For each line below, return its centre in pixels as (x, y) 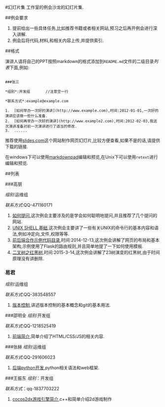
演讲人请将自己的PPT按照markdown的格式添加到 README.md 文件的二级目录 (80, 61)
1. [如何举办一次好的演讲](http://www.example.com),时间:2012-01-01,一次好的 (82, 111)
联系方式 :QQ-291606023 (30, 357)
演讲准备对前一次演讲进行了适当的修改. (43, 126)
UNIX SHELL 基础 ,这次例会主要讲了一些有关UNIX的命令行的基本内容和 (83, 228)
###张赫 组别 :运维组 (26, 347)
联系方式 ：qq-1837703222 (32, 389)
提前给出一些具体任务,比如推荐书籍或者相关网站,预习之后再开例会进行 (82, 28)
